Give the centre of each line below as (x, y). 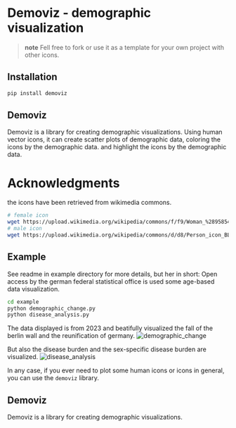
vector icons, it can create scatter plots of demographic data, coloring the (114, 139)
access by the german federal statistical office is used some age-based (111, 281)
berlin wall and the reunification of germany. (71, 336)
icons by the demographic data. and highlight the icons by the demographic (117, 147)
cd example (23, 302)
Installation (32, 77)
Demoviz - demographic (79, 13)
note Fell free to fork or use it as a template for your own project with (124, 47)
